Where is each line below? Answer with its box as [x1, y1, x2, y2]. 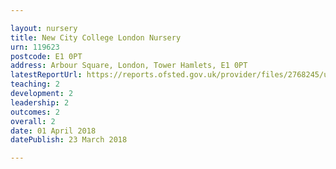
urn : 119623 [10, 42, 60, 52]
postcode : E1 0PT [10, 51, 83, 61]
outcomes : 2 [10, 107, 60, 117]
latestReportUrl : [10, 70, 83, 80]
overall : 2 [10, 116, 56, 126]
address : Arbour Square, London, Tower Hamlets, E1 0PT [10, 61, 248, 71]
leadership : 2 [10, 97, 70, 108]
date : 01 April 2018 [10, 126, 97, 136]
